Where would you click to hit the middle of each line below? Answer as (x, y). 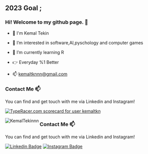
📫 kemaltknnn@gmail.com (40, 74)
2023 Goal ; (24, 8)
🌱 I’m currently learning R (38, 52)
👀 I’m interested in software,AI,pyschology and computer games (78, 43)
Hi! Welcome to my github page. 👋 (47, 22)
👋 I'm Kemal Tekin (30, 33)
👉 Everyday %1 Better (36, 62)
